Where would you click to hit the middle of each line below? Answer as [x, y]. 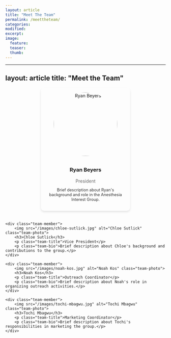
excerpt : [15, 34]
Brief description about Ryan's [85, 190]
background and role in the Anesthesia [85, 195]
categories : [18, 24]
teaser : [18, 48]
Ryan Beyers [85, 170]
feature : [19, 43]
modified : [16, 29]
